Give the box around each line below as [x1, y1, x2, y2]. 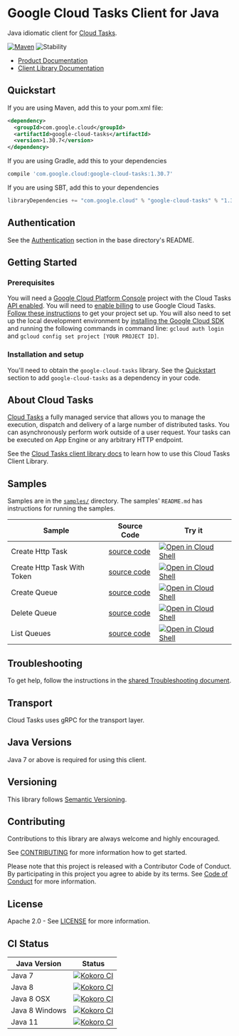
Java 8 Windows [11, 1005, 67, 1015]
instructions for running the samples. [7, 504, 115, 513]
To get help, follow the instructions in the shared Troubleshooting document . [7, 676, 232, 685]
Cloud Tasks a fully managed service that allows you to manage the [7, 413, 206, 421]
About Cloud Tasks [7, 394, 94, 406]
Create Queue [11, 588, 58, 598]
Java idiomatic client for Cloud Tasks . [7, 29, 117, 37]
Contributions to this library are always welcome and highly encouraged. [7, 834, 221, 843]
